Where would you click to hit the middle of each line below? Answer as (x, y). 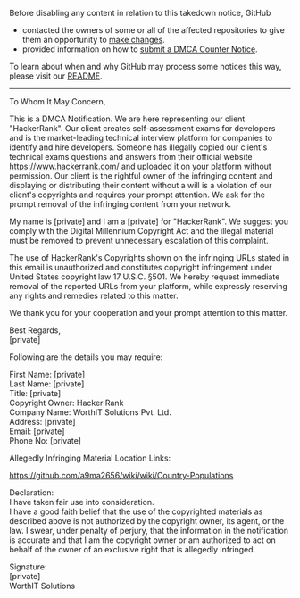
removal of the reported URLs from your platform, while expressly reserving (149, 286)
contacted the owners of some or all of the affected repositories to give (154, 30)
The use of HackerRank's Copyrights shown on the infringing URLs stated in (150, 257)
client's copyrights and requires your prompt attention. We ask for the (137, 195)
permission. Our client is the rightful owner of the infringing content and (142, 176)
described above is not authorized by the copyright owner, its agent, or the (147, 521)
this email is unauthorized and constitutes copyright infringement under (141, 267)
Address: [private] (42, 422)
